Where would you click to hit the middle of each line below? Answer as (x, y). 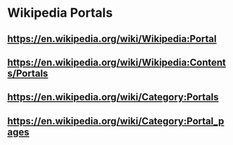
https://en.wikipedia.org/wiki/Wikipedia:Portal (112, 39)
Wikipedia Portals (60, 13)
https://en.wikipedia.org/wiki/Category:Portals (113, 97)
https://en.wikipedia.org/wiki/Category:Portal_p (116, 121)
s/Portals (28, 73)
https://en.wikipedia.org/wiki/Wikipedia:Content (116, 62)
